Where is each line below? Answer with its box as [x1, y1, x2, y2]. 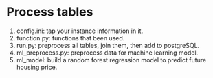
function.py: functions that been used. [16, 34, 125, 42]
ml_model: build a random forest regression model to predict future [16, 55, 207, 64]
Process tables [6, 4, 93, 20]
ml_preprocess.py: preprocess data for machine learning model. [16, 49, 199, 57]
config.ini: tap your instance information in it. [16, 27, 144, 35]
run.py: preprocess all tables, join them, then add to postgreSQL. [16, 41, 200, 49]
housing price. [16, 63, 58, 71]
